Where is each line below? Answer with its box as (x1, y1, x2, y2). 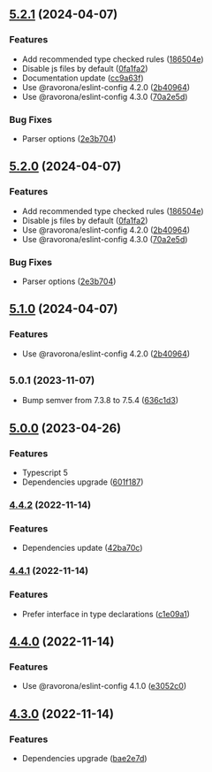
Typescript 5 (21, 468, 69, 478)
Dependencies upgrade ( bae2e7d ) (21, 753, 148, 763)
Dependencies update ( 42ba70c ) (21, 543, 143, 554)
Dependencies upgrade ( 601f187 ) (21, 477, 144, 487)
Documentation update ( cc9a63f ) (21, 73, 144, 83)
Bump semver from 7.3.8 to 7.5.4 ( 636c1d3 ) (21, 395, 179, 406)
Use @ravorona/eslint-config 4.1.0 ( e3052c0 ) (21, 681, 187, 692)
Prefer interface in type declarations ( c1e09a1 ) (21, 608, 190, 619)
